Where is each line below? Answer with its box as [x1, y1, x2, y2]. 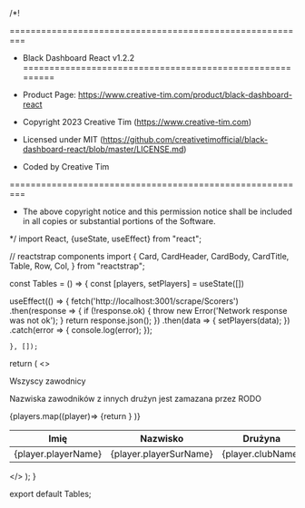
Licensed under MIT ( [22, 134, 103, 144]
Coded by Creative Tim [22, 161, 110, 171]
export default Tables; [9, 489, 93, 499]
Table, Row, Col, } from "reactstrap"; [9, 260, 145, 271]
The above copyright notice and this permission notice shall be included [22, 206, 293, 217]
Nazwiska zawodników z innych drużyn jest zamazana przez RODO [9, 394, 261, 404]
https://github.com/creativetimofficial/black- [103, 134, 269, 144]
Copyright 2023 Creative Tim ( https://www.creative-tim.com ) [22, 117, 252, 127]
